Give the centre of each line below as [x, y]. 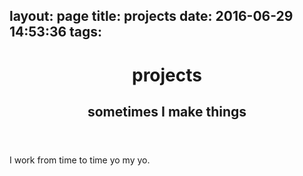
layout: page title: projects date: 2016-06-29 [151, 16]
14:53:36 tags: [56, 32]
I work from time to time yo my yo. [80, 160]
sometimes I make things [167, 111]
